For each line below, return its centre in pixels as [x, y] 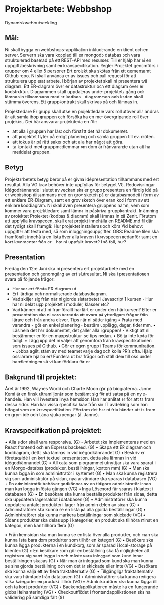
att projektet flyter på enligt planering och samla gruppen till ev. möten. [83, 136]
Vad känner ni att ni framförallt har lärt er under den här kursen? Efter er [84, 310]
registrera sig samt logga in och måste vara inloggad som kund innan [74, 556]
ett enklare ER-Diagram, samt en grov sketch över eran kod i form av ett [77, 200]
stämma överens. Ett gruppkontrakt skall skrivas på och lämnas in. [72, 102]
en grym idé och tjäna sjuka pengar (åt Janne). [52, 415]
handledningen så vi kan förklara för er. [51, 362]
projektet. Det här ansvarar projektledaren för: [51, 121]
